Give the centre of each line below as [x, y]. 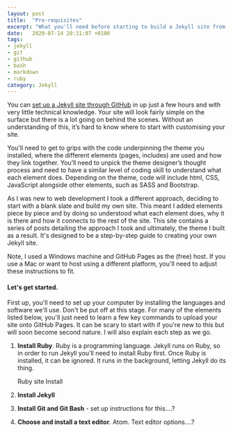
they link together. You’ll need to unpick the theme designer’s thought [107, 163]
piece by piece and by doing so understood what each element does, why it [116, 213]
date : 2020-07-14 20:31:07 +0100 [59, 33]
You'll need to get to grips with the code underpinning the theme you [106, 148]
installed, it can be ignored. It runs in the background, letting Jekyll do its [121, 360]
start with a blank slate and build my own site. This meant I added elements [115, 206]
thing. [25, 368]
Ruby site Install [40, 381]
